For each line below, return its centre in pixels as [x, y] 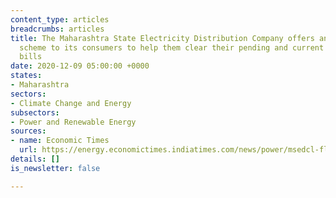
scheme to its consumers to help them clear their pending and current [172, 47]
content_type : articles [60, 19]
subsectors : [35, 112]
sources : [28, 131]
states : [26, 76]
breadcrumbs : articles [57, 29]
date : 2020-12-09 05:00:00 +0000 [80, 66]
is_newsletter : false [55, 168]
